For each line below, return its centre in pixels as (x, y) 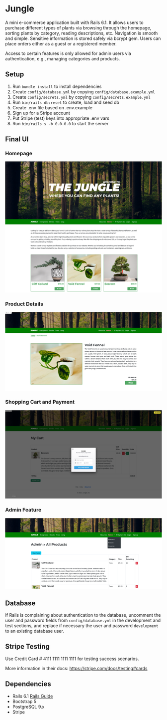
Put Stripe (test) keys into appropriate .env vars (61, 118)
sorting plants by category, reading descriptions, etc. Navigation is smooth (82, 33)
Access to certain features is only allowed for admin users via (68, 53)
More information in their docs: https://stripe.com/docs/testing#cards (76, 668)
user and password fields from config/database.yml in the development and (83, 620)
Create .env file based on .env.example (52, 107)
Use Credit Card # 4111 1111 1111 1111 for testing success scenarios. (72, 659)
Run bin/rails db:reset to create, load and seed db (66, 102)
